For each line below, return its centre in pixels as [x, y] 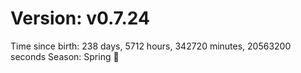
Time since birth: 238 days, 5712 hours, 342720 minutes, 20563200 [151, 46]
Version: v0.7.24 [80, 18]
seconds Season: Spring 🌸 [65, 56]
